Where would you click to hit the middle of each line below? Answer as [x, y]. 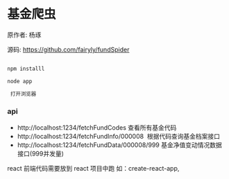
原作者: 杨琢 [24, 35]
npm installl [26, 69]
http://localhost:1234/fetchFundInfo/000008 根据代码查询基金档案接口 [119, 136]
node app [20, 81]
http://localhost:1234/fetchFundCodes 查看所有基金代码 [97, 127]
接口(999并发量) [41, 153]
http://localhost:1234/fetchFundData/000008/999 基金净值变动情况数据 [119, 145]
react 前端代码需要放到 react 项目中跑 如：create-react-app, [93, 168]
